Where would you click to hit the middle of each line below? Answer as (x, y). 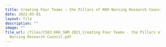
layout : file (19, 19)
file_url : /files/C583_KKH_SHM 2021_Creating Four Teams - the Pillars (80, 32)
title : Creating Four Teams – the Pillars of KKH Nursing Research (76, 10)
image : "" (15, 28)
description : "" (22, 23)
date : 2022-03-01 (23, 14)
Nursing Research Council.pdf (41, 37)
